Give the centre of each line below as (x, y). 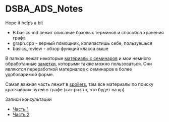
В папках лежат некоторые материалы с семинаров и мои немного (78, 58)
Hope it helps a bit (24, 23)
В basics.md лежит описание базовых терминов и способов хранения (88, 32)
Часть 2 (21, 114)
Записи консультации (29, 99)
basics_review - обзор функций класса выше (61, 48)
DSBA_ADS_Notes (44, 9)
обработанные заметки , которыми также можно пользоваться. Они (79, 64)
